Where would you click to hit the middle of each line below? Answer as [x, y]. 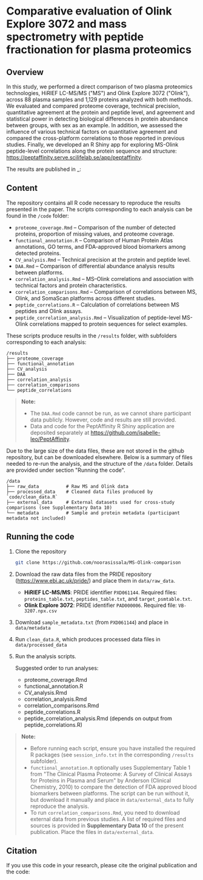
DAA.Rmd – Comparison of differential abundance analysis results [95, 266]
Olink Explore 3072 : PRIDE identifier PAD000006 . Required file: [101, 605]
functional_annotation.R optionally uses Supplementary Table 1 [110, 767]
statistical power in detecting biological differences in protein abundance [97, 119]
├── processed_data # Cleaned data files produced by [80, 492]
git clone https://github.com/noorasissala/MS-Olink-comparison [98, 562]
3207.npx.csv [41, 611]
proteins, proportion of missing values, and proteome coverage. [95, 234]
